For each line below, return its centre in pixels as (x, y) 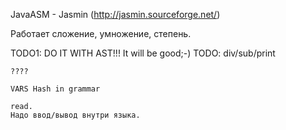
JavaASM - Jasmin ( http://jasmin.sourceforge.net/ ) (115, 14)
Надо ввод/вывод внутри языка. (75, 115)
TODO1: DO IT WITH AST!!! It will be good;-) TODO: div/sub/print (143, 53)
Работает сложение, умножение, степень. (101, 33)
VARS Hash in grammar (55, 89)
